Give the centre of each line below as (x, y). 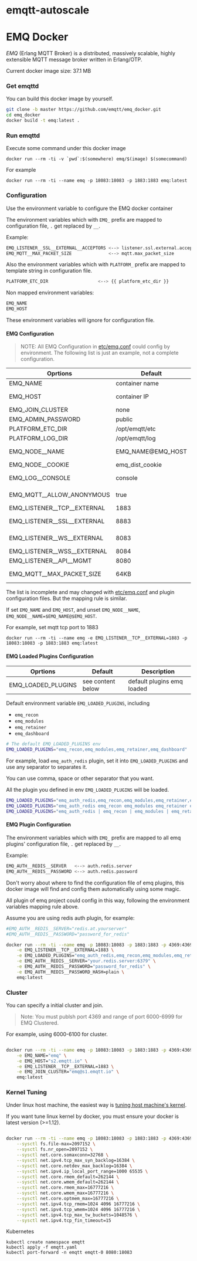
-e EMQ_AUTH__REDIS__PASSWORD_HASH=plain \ (71, 972)
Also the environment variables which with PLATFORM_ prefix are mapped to (96, 265)
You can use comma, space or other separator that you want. (80, 778)
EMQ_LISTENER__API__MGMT (50, 561)
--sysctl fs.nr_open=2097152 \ (55, 1150)
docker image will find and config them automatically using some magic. (94, 889)
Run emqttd (23, 135)
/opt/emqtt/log (136, 439)
